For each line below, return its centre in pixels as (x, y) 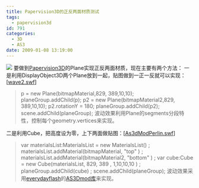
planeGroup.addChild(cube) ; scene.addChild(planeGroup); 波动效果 (104, 171)
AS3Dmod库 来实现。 (91, 178)
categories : (21, 34)
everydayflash (43, 178)
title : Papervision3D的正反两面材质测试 (53, 12)
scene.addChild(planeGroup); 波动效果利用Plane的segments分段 (100, 113)
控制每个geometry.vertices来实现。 (74, 120)
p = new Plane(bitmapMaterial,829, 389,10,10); (77, 93)
